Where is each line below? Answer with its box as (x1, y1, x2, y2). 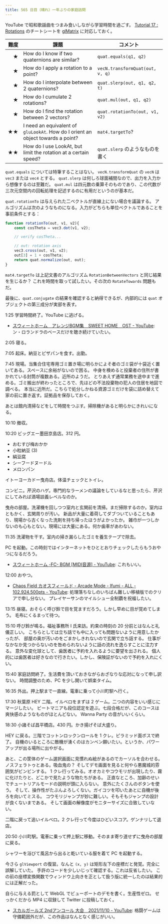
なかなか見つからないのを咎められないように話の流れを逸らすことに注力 (5, 641, 154, 647)
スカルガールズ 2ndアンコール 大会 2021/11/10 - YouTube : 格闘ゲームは (12, 907, 161, 913)
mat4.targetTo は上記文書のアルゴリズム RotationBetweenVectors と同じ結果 (5, 272, 161, 278)
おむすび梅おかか (12, 441, 48, 447)
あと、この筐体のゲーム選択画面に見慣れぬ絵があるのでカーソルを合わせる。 (5, 756, 163, 762)
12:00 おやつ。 (5, 572, 35, 578)
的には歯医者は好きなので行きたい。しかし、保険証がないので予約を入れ (5, 654, 154, 660)
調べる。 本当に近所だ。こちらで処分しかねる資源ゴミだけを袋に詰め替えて (5, 386, 159, 392)
